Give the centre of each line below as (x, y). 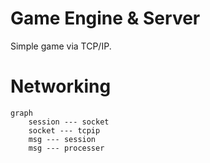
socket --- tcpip (64, 130)
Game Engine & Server (105, 18)
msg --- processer (66, 148)
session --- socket (69, 122)
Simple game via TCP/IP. (61, 46)
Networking (61, 86)
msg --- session (62, 139)
